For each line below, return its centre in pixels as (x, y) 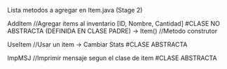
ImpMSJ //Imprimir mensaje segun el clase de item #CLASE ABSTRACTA (112, 58)
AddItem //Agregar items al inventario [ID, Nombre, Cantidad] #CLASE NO (114, 23)
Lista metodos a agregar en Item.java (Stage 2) (75, 10)
